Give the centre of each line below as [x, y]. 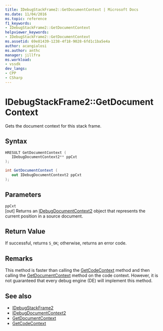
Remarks [19, 258]
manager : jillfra [23, 55]
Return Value [25, 231]
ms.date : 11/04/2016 [26, 14]
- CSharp [14, 78]
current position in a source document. [44, 216]
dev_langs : [16, 69]
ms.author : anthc [23, 50]
